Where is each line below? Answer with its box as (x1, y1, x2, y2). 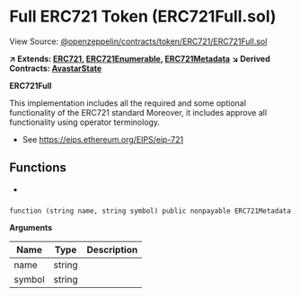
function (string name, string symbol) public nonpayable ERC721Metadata (9, 206, 292, 215)
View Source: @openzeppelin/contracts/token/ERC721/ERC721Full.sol (9, 36, 268, 47)
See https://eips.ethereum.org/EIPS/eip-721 (22, 134, 184, 144)
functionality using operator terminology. (9, 117, 160, 127)
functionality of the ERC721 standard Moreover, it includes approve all (9, 107, 268, 118)
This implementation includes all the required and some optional (9, 97, 247, 109)
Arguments (9, 222, 53, 232)
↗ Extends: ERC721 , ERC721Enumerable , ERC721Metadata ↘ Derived (9, 53, 271, 64)
